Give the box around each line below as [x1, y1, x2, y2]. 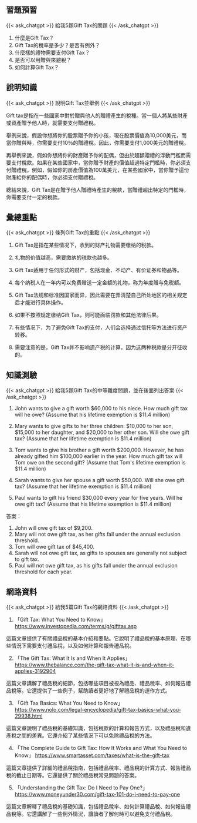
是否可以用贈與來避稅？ [14, 56, 72, 63]
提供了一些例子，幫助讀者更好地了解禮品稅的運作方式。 [36, 687, 171, 694]
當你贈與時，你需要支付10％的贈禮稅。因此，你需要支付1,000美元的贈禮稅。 [6, 139, 189, 146]
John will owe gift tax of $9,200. [14, 525, 93, 532]
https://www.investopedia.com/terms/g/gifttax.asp [14, 623, 137, 630]
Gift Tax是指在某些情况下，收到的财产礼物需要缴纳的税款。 [14, 241, 157, 248]
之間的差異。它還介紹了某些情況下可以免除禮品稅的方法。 [16, 732, 155, 739]
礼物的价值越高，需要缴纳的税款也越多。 [14, 254, 113, 261]
